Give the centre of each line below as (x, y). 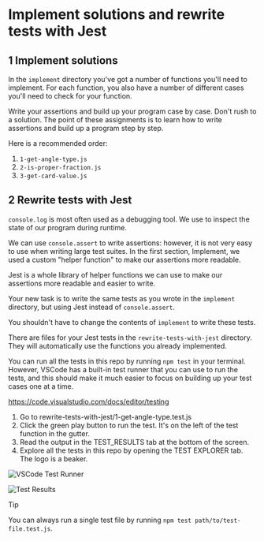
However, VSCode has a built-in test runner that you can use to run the (123, 369)
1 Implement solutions (63, 60)
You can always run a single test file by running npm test (100, 520)
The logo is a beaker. (54, 458)
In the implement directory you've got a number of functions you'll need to (128, 79)
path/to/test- (218, 520)
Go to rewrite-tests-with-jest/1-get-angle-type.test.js (105, 416)
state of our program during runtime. (68, 227)
